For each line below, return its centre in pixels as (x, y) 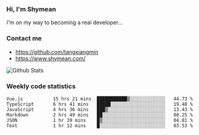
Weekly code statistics (41, 86)
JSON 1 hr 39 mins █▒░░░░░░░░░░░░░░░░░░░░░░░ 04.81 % (99, 120)
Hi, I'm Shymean (31, 9)
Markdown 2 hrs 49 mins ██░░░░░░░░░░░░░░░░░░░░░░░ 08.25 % (99, 115)
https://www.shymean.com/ (50, 58)
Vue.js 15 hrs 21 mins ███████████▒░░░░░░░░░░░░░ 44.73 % (99, 99)
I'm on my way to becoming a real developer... (65, 23)
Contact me (24, 39)
